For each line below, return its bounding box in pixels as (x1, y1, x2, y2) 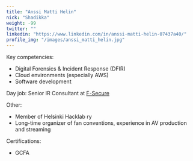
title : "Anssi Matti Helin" (6, 8, 77, 15)
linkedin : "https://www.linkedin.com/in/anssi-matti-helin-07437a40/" (6, 31, 187, 37)
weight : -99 (6, 20, 36, 26)
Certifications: (6, 137, 41, 145)
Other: (6, 101, 22, 109)
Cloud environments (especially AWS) (14, 72, 109, 78)
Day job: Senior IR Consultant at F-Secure (6, 90, 110, 96)
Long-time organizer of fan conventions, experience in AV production (14, 119, 188, 127)
